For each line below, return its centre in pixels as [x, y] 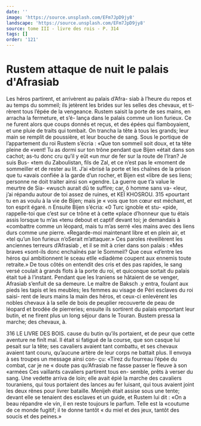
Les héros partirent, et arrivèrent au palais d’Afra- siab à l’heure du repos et [99, 98]
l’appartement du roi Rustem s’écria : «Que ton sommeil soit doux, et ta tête [99, 143]
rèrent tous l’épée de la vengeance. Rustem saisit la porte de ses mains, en [98, 111]
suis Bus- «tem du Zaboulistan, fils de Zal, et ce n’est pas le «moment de [96, 162]
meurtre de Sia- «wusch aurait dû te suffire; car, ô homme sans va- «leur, [97, 188]
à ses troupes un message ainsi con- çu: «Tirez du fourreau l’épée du [92, 359]
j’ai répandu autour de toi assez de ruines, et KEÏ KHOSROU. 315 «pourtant [98, 194]
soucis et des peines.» [34, 416]
